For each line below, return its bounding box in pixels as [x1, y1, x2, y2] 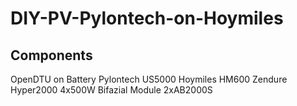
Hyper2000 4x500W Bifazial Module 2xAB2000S [10, 84, 213, 96]
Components [10, 47, 93, 64]
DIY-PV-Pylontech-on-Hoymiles [10, 7, 284, 30]
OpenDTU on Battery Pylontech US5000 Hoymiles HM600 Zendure [10, 73, 288, 85]
